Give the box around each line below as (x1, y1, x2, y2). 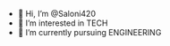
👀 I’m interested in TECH (17, 18, 108, 28)
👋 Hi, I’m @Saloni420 (17, 9, 97, 19)
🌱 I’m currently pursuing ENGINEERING (17, 27, 162, 37)
